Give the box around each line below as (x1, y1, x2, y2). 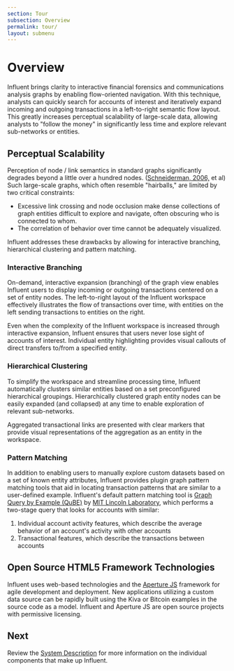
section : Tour (7, 10, 49, 17)
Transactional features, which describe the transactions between (17, 533, 205, 542)
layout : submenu (7, 29, 54, 37)
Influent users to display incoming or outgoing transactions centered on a (7, 286, 219, 294)
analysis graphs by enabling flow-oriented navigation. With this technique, (7, 90, 221, 98)
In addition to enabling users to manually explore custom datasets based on (7, 469, 225, 477)
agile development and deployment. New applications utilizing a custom (7, 587, 214, 596)
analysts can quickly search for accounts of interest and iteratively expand (7, 98, 222, 106)
